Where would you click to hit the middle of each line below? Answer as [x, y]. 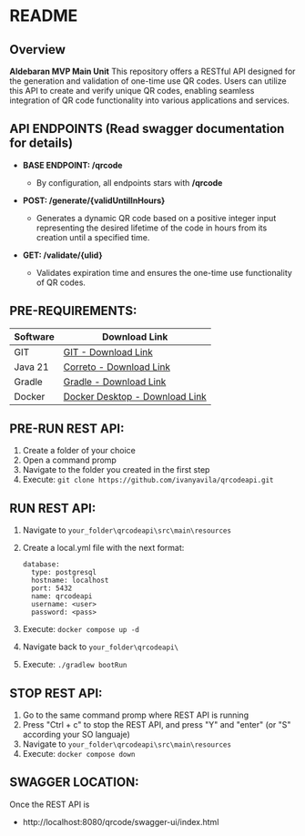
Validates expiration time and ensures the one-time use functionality [164, 272]
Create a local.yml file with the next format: [103, 548]
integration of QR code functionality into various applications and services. [149, 100]
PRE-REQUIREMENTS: [73, 311]
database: [41, 565]
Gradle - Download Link [115, 382]
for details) [41, 143]
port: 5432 [52, 588]
